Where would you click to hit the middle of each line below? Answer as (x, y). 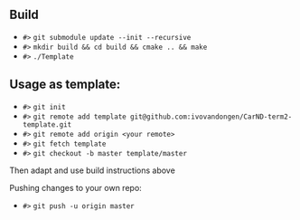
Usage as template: (65, 85)
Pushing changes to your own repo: (75, 187)
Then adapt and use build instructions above (93, 170)
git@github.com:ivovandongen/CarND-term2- (211, 117)
